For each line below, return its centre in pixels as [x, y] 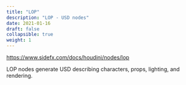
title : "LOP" [23, 12]
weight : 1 [19, 40]
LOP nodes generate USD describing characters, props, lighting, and [93, 69]
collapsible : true [30, 35]
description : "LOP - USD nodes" [48, 18]
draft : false [23, 29]
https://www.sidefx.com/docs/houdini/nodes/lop [68, 57]
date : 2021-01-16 [29, 23]
